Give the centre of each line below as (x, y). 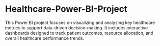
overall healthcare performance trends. (45, 38)
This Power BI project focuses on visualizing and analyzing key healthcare (80, 23)
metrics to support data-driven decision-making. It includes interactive (77, 27)
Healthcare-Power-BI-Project (66, 9)
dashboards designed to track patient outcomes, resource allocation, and (79, 33)
